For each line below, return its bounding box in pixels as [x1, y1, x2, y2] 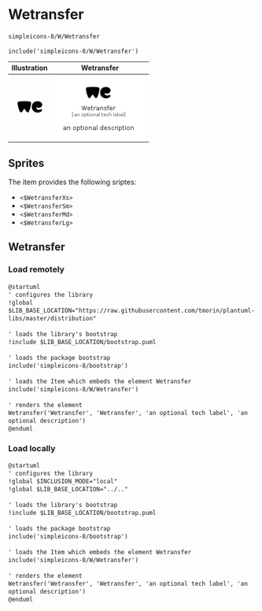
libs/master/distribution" [8, 314, 97, 322]
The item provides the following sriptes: [8, 177, 137, 187]
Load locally [8, 443, 56, 454]
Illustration [11, 63, 49, 72]
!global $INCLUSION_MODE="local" [8, 477, 118, 485]
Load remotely [8, 264, 65, 275]
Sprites [8, 156, 45, 170]
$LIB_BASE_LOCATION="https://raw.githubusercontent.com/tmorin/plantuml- [8, 306, 256, 314]
